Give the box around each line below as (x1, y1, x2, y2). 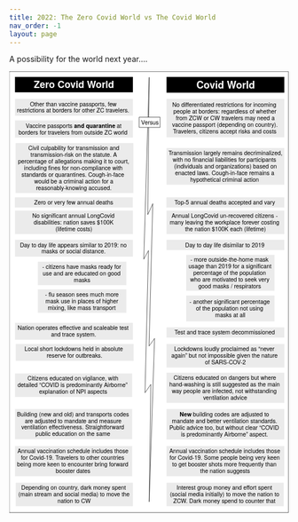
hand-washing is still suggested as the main (169, 379, 281, 389)
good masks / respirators (198, 281, 262, 291)
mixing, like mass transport (47, 303, 116, 312)
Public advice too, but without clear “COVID (169, 423, 279, 432)
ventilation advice (202, 392, 247, 402)
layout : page (9, 29, 58, 38)
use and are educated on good (43, 268, 122, 278)
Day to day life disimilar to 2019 (184, 240, 265, 249)
